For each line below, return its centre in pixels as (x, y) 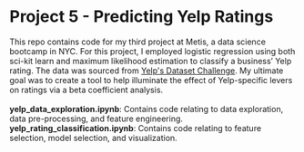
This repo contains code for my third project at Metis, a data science (138, 42)
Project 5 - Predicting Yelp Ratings (142, 17)
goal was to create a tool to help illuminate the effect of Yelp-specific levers (151, 80)
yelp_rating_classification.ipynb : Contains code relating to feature (136, 128)
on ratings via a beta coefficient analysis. (86, 90)
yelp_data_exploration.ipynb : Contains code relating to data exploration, (147, 109)
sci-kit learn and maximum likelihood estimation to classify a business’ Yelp (151, 61)
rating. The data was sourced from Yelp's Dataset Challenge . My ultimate (147, 71)
